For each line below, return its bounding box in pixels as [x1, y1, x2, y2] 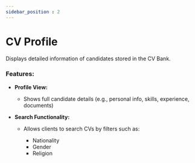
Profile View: [14, 83, 48, 91]
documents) [23, 101, 54, 109]
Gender [32, 143, 52, 150]
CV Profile [5, 34, 58, 48]
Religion [32, 149, 53, 157]
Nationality [32, 136, 60, 144]
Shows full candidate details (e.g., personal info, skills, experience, [23, 95, 190, 103]
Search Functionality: [14, 113, 70, 121]
